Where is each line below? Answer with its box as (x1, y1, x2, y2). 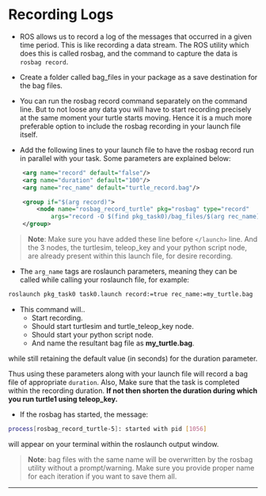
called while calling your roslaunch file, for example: (19, 275, 190, 284)
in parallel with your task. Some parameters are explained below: (19, 153, 231, 163)
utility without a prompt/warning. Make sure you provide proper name (27, 463, 255, 472)
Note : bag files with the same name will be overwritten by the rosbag (27, 454, 253, 464)
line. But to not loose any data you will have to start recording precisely (19, 105, 252, 114)
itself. (19, 129, 38, 139)
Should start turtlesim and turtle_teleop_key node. (31, 321, 194, 330)
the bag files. (19, 81, 63, 90)
